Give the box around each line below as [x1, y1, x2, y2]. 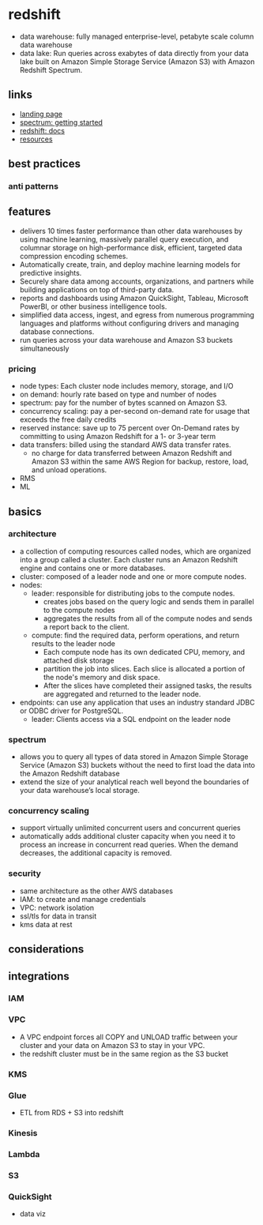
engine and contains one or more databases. [19, 563, 166, 573]
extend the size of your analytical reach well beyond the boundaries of [19, 777, 250, 787]
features [8, 205, 51, 219]
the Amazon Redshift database [19, 768, 120, 779]
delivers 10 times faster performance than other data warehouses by [19, 226, 243, 235]
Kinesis [8, 1127, 38, 1138]
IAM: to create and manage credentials [19, 894, 146, 904]
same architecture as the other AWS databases [19, 886, 174, 896]
